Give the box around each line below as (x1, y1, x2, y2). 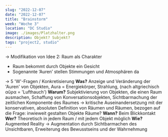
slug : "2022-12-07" (5, 7, 46, 12)
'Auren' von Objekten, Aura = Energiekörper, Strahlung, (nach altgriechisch (5, 83, 159, 89)
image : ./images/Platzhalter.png (5, 30, 75, 35)
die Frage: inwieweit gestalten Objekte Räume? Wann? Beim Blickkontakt (5, 110, 156, 116)
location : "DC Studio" (5, 26, 52, 31)
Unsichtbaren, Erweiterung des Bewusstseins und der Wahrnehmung (5, 126, 147, 132)
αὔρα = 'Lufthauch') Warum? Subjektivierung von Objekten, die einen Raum (5, 88, 162, 95)
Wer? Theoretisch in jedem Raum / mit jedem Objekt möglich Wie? (5, 115, 143, 121)
